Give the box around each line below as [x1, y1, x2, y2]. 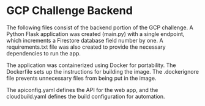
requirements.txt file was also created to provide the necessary [6, 43, 166, 51]
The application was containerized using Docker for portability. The [6, 62, 176, 69]
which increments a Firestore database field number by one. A [6, 37, 163, 44]
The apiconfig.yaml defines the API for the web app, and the [6, 86, 158, 93]
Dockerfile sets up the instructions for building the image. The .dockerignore [6, 68, 199, 75]
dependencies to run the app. [6, 49, 81, 57]
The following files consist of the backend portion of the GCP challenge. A [6, 24, 194, 31]
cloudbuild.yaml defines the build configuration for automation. [6, 93, 165, 100]
